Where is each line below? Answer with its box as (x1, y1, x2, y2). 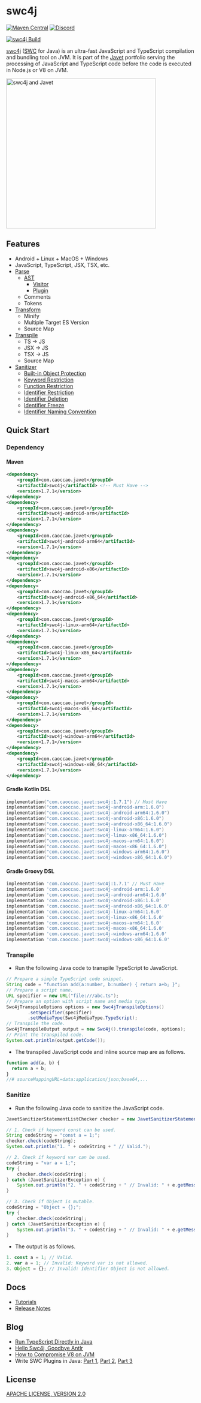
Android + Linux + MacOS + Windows (14, 255, 108, 262)
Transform (14, 306, 41, 313)
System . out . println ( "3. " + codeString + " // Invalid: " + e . (17, 1227, 178, 1233)
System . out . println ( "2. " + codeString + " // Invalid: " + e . (17, 1182, 178, 1188)
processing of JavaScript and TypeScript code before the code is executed (6, 60, 191, 67)
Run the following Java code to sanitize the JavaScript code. (14, 1104, 165, 1111)
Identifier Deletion (23, 395, 68, 402)
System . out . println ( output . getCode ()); (6, 1037, 106, 1043)
